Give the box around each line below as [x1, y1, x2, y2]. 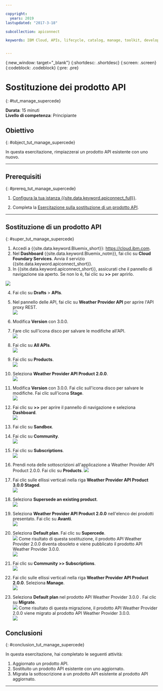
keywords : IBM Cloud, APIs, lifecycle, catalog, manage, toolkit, [5, 38, 142, 43]
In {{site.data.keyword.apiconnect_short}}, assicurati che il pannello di [12, 266, 153, 272]
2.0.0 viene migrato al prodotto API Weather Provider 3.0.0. [12, 610, 131, 616]
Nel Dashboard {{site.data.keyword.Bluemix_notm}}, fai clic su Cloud [12, 251, 151, 256]
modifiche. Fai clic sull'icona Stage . [12, 390, 84, 396]
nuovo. [5, 154, 19, 160]
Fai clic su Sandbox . [12, 423, 54, 430]
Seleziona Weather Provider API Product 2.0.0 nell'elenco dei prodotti [12, 510, 154, 516]
